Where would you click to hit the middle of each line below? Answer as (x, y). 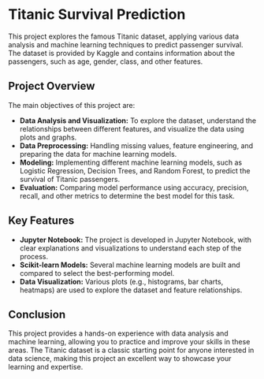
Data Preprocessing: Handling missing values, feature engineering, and (136, 145)
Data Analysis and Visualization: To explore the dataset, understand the (138, 121)
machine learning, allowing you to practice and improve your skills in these (129, 342)
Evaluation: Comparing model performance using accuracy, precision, (134, 188)
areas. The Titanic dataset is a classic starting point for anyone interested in (131, 350)
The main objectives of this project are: (72, 105)
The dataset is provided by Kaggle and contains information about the (121, 53)
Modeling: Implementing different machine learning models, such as (131, 162)
